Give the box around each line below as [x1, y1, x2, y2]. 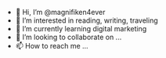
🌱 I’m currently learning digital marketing [15, 24, 147, 33]
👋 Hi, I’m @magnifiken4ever [15, 8, 106, 16]
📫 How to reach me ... [15, 42, 88, 50]
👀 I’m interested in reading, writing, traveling [15, 16, 158, 25]
